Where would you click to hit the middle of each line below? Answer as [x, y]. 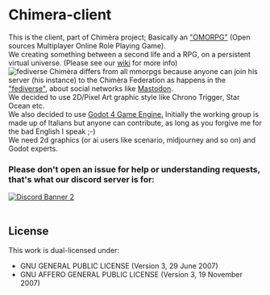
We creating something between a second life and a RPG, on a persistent [130, 54]
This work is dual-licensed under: [64, 251]
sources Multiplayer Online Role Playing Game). [87, 45]
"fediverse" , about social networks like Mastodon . [91, 88]
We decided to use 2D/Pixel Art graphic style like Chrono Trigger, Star [124, 97]
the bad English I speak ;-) [52, 131]
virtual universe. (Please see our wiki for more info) [93, 63]
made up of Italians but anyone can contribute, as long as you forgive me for [135, 123]
